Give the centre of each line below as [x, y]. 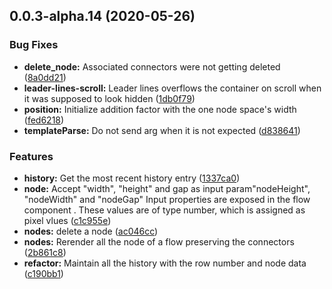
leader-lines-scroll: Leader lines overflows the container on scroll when [172, 88]
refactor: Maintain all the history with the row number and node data [165, 263]
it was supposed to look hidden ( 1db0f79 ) [109, 98]
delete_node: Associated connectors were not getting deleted [152, 66]
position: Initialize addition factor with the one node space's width [160, 109]
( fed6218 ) [44, 120]
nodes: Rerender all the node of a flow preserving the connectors [159, 241]
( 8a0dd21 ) [45, 77]
